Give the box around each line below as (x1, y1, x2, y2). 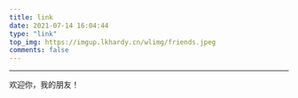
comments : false (9, 46, 69, 55)
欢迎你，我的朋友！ (9, 79, 80, 90)
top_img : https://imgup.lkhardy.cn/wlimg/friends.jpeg (9, 37, 216, 47)
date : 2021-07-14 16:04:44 (9, 21, 109, 30)
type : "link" (9, 29, 58, 38)
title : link (9, 12, 53, 22)
